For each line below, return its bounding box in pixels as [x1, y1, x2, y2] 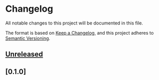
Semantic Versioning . [5, 35, 50, 41]
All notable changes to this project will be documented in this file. [5, 20, 144, 26]
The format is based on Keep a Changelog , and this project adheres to [5, 30, 154, 36]
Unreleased [5, 50, 44, 59]
